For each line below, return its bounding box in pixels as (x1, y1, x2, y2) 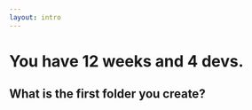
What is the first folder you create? (9, 86, 206, 102)
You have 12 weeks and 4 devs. (9, 51, 244, 71)
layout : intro (9, 12, 62, 22)
